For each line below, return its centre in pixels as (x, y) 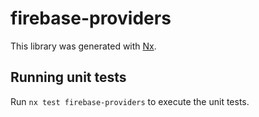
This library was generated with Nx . (83, 46)
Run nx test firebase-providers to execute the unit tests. (130, 101)
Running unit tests (68, 77)
